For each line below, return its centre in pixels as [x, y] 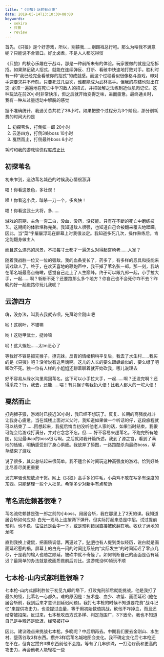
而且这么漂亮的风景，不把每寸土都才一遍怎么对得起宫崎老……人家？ [73, 250]
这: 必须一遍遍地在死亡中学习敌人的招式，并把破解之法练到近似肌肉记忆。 [79, 88]
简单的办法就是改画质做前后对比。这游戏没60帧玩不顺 [72, 561]
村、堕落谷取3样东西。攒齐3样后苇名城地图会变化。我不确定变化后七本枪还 [81, 637]
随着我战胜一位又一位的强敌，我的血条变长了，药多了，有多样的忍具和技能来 [82, 260]
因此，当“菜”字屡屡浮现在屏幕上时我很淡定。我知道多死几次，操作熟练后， [80, 233]
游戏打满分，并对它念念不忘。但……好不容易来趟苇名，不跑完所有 [88, 433]
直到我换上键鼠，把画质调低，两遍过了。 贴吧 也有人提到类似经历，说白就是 [80, 542]
